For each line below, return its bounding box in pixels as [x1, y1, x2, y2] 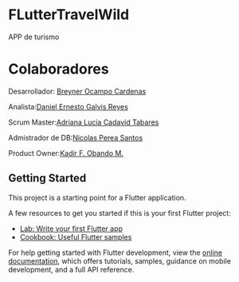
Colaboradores [8, 60, 109, 78]
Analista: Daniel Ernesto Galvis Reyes [8, 101, 129, 111]
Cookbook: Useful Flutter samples [19, 232, 132, 241]
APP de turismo [8, 32, 60, 42]
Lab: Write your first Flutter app [19, 224, 123, 233]
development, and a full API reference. [8, 264, 135, 274]
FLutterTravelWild [8, 6, 130, 24]
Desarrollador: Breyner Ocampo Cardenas [8, 86, 147, 96]
